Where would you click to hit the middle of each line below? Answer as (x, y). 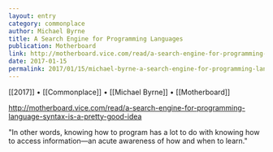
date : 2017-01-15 (38, 62)
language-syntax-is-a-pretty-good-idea (75, 116)
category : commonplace (47, 24)
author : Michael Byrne (47, 31)
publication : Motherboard (52, 46)
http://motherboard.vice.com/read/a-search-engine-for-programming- (127, 107)
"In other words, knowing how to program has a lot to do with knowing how (134, 132)
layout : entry (32, 16)
